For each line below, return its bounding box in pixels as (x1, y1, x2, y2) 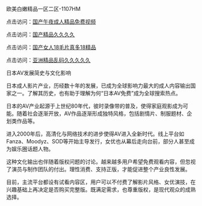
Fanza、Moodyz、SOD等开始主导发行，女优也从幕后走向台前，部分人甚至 (6, 138, 190, 145)
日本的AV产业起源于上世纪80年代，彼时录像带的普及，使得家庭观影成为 (6, 102, 183, 110)
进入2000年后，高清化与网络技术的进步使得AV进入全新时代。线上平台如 (6, 130, 185, 137)
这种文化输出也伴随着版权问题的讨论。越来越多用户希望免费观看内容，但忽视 (6, 158, 196, 165)
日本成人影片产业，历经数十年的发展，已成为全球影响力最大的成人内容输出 (6, 82, 191, 89)
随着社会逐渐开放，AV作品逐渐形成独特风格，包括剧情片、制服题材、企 (16, 110, 192, 117)
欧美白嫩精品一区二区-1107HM (6, 5, 81, 12)
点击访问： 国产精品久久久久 (6, 31, 75, 38)
